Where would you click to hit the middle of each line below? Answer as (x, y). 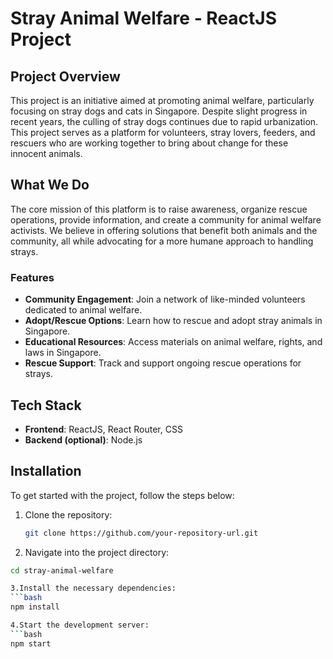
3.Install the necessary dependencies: (93, 588)
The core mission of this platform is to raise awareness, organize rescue (159, 209)
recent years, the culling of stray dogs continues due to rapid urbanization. (164, 121)
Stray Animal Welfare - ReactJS (144, 18)
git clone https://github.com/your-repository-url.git (141, 533)
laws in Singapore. (63, 353)
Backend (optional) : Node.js (83, 439)
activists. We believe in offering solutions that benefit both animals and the (164, 230)
